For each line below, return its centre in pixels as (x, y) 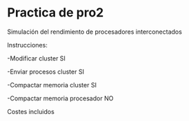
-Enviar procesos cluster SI (46, 71)
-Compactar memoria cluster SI (52, 85)
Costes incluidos (31, 111)
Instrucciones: (28, 45)
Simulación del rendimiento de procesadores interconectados (95, 32)
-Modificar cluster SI (36, 58)
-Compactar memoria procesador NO (60, 98)
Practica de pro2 (56, 13)
